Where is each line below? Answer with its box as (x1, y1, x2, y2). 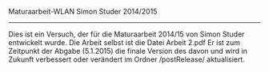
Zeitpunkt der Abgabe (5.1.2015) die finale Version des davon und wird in (8, 47, 248, 55)
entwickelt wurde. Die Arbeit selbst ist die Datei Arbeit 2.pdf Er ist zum (8, 38, 241, 47)
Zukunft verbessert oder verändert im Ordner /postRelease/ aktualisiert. (8, 55, 246, 64)
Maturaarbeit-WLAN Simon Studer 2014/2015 (8, 7, 158, 16)
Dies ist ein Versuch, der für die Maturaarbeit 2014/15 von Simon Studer (8, 29, 245, 39)
